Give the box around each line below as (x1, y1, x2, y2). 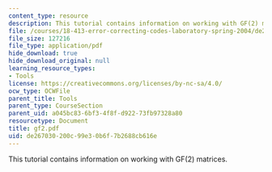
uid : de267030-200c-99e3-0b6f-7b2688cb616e (8, 132, 158, 140)
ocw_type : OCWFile (8, 86, 70, 95)
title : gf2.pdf (8, 124, 60, 132)
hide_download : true (8, 49, 79, 57)
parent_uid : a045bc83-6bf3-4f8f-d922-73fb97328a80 (8, 110, 183, 118)
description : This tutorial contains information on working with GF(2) (8, 19, 259, 27)
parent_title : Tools (8, 94, 79, 103)
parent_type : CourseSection (8, 102, 104, 110)
